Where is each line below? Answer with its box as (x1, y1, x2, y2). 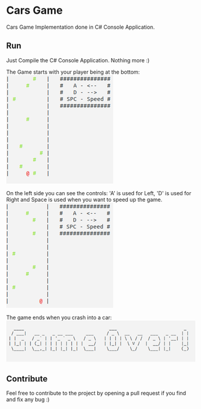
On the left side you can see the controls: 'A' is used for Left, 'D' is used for (6, 189, 192, 196)
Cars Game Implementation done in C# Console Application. (6, 23, 155, 31)
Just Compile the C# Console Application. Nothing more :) (6, 56, 150, 63)
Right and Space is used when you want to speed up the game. (6, 196, 163, 203)
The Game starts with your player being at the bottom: (6, 68, 140, 75)
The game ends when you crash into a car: (6, 314, 112, 321)
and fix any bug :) (6, 396, 50, 403)
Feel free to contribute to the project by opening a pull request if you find (6, 390, 187, 397)
